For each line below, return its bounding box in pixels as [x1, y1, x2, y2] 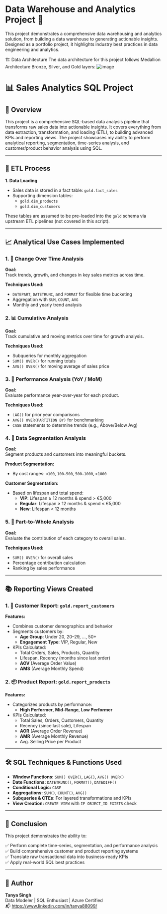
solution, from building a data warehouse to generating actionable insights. [5, 36, 159, 42]
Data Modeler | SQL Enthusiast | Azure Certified [5, 898, 103, 904]
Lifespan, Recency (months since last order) [19, 655, 111, 661]
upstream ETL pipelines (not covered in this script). [5, 218, 110, 224]
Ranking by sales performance [12, 565, 76, 571]
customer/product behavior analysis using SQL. [5, 145, 103, 151]
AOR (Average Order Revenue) [19, 728, 83, 734]
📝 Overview [5, 105, 42, 114]
